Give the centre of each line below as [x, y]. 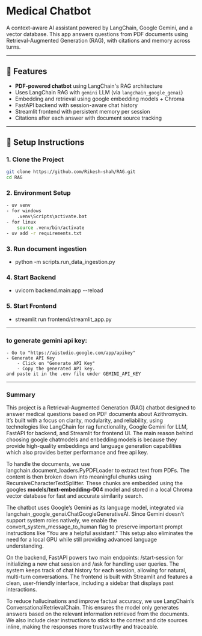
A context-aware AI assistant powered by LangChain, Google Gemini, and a [99, 28]
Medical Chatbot [49, 11]
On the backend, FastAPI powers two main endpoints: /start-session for [95, 558]
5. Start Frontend [32, 306]
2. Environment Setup [38, 193]
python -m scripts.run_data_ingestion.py [65, 262]
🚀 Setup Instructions [45, 142]
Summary [21, 394]
